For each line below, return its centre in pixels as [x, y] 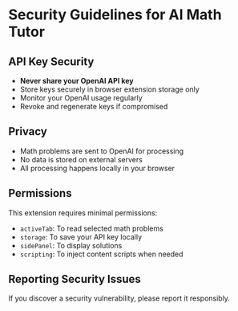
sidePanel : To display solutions [71, 245]
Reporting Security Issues [75, 279]
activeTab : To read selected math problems [92, 228]
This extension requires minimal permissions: [83, 213]
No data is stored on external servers [81, 159]
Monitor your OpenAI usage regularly [81, 98]
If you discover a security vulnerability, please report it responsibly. [119, 298]
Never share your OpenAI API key [77, 81]
